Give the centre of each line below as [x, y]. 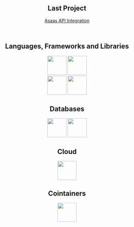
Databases [67, 109]
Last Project [67, 8]
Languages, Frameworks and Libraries [67, 46]
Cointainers [67, 193]
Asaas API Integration [67, 20]
